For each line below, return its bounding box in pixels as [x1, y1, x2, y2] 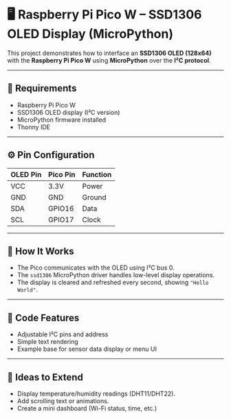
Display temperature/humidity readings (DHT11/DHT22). [16, 389, 175, 398]
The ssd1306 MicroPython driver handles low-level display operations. [16, 271, 215, 279]
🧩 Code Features [7, 312, 80, 323]
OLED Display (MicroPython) [7, 26, 174, 42]
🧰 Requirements [7, 83, 77, 94]
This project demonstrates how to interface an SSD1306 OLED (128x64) [7, 49, 212, 57]
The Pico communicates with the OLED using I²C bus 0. [16, 264, 175, 272]
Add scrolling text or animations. [16, 397, 109, 405]
